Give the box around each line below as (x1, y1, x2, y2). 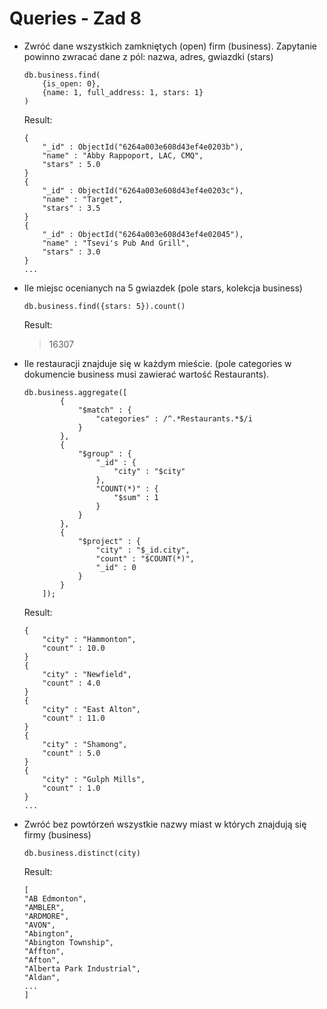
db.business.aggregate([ (23, 387, 128, 397)
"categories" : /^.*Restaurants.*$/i (95, 413, 253, 424)
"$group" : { (77, 448, 132, 459)
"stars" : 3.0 (42, 247, 101, 257)
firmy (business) (23, 828, 92, 841)
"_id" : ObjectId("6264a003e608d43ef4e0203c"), (42, 185, 244, 196)
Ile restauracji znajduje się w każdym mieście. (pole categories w (23, 357, 292, 369)
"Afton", (23, 955, 61, 965)
